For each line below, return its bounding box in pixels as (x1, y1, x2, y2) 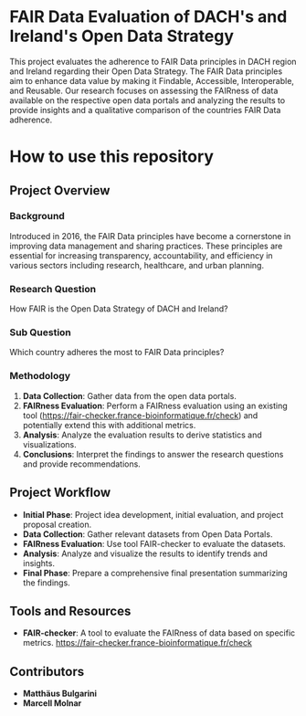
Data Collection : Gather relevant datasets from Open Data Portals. (22, 528, 273, 540)
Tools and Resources (9, 603, 132, 618)
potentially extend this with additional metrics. (22, 419, 196, 430)
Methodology (9, 370, 71, 383)
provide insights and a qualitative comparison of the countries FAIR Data (9, 104, 281, 115)
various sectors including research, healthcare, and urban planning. (9, 259, 265, 270)
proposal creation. (22, 519, 92, 530)
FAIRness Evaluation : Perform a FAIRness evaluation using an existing (22, 400, 288, 411)
